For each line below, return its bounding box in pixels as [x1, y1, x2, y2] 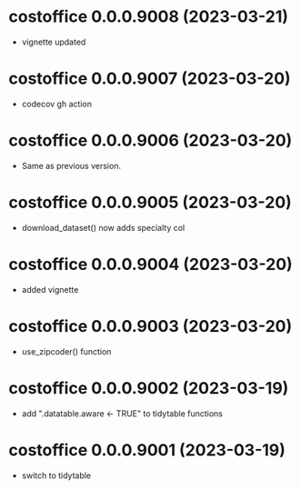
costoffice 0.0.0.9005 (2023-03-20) [8, 193, 292, 213]
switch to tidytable [21, 470, 92, 481]
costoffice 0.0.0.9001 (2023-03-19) [8, 439, 286, 460]
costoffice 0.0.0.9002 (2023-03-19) [8, 377, 289, 398]
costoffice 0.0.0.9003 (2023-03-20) [8, 315, 293, 336]
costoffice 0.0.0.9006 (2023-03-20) [8, 130, 293, 151]
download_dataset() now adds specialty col [21, 222, 186, 233]
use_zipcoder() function [21, 345, 112, 356]
